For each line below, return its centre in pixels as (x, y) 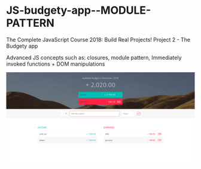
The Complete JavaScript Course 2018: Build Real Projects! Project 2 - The (98, 39)
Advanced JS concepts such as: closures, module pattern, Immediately (94, 57)
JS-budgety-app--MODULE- (79, 10)
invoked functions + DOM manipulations (56, 64)
